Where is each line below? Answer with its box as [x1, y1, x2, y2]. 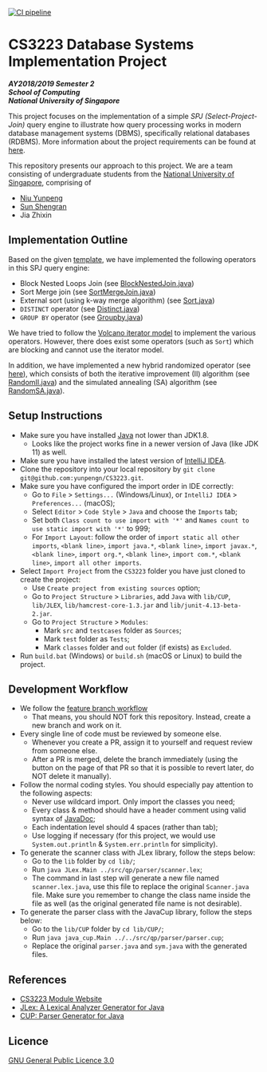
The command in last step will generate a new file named [31, 873, 219, 883]
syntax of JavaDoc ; [31, 814, 96, 824]
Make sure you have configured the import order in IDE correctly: [19, 481, 234, 490]
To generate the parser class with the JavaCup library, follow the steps [19, 907, 253, 917]
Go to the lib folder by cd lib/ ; [31, 856, 135, 866]
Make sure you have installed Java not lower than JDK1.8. [19, 430, 210, 439]
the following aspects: [19, 788, 93, 798]
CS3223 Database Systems [8, 36, 194, 54]
